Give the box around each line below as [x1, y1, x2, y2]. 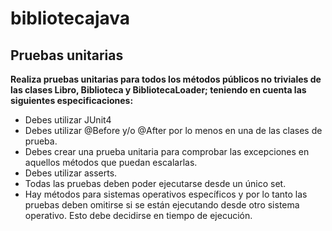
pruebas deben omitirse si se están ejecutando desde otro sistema [24, 199, 300, 211]
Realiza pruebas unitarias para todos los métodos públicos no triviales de [10, 73, 322, 85]
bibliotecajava [10, 7, 131, 30]
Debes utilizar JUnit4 [24, 114, 112, 126]
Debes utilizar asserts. [24, 167, 118, 179]
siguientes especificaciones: [10, 95, 134, 106]
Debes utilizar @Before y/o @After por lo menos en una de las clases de [24, 125, 323, 136]
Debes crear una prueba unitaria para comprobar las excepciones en [24, 146, 310, 157]
